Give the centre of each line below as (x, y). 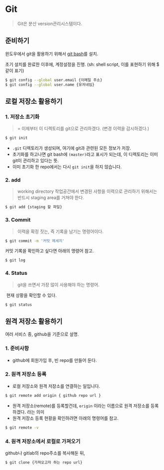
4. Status (16, 273)
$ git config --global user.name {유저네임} (50, 85)
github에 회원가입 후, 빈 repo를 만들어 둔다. (54, 360)
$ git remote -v (22, 427)
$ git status (19, 305)
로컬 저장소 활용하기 (34, 101)
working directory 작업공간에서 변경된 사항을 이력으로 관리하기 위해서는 (87, 191)
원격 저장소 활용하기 (34, 321)
